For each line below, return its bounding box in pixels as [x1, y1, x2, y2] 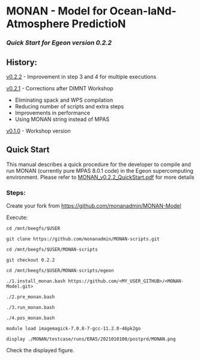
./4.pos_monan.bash [6, 315, 55, 321]
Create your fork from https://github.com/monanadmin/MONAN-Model [6, 202, 181, 209]
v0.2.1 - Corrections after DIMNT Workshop [6, 84, 114, 92]
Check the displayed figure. [6, 347, 75, 354]
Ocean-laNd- [109, 4, 177, 18]
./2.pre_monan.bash [6, 294, 55, 300]
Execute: [6, 214, 28, 221]
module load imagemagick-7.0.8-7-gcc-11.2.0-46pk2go [6, 326, 141, 332]
